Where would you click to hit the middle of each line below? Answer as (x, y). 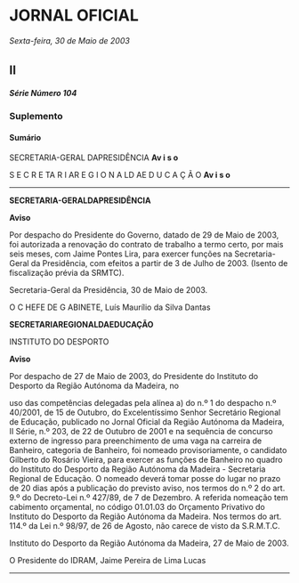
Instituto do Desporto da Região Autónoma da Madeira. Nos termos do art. (145, 516)
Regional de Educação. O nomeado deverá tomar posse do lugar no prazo (145, 478)
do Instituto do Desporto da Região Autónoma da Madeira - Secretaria (137, 469)
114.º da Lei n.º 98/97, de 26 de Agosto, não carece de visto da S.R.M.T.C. (145, 525)
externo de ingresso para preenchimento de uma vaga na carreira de (136, 441)
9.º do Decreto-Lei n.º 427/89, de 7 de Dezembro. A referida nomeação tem (149, 497)
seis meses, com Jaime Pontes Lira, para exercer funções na (121, 254)
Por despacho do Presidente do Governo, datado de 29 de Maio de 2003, (144, 235)
